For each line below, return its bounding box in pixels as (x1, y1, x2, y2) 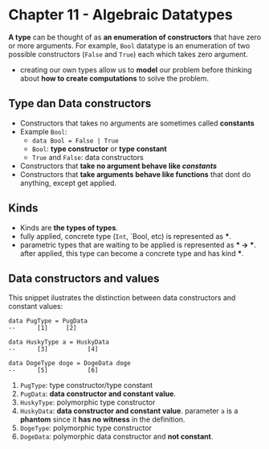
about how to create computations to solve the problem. (19, 73, 210, 83)
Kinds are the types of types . (19, 223, 119, 233)
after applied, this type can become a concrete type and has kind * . (19, 248, 244, 258)
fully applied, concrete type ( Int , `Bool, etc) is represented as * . (19, 231, 231, 241)
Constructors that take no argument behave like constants (19, 161, 218, 171)
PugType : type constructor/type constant (19, 381, 153, 390)
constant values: (8, 302, 63, 311)
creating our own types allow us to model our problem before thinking (19, 64, 252, 74)
